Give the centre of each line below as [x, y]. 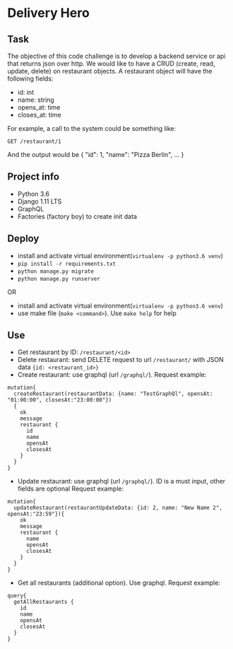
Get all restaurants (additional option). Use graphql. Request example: [119, 583]
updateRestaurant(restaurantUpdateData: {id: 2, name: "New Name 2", [118, 508]
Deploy [23, 239]
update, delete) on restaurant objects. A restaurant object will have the [110, 71]
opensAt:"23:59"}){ [36, 514]
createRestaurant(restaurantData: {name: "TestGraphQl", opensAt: [113, 394]
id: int [25, 92]
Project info [34, 177]
